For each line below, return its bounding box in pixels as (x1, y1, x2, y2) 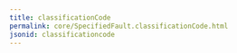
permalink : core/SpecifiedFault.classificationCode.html (9, 22, 229, 31)
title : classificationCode (9, 13, 111, 22)
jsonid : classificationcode (9, 30, 116, 39)
